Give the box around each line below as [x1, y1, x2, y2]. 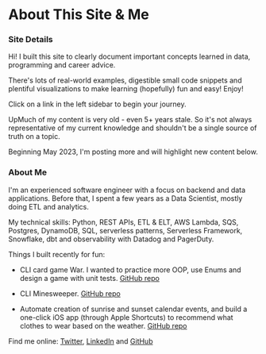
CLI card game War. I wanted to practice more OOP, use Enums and [19, 264, 241, 275]
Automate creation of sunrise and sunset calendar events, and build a [19, 304, 248, 314]
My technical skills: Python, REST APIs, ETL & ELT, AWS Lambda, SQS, [8, 217, 239, 227]
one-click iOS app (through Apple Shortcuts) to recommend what [19, 312, 233, 322]
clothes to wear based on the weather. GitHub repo [19, 321, 188, 330]
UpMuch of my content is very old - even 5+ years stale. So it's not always [8, 115, 253, 125]
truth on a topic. [8, 132, 61, 141]
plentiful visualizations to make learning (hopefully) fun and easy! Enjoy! [8, 84, 244, 94]
